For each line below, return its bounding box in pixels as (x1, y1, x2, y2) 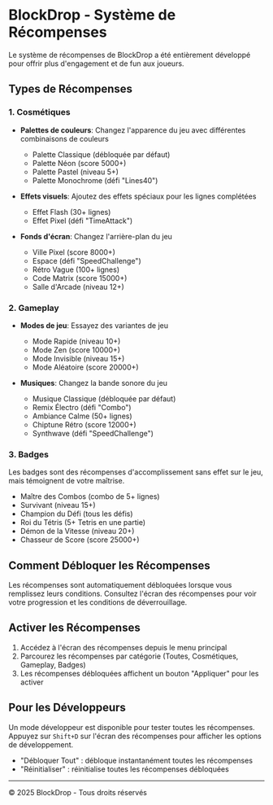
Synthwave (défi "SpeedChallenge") (32, 428, 154, 438)
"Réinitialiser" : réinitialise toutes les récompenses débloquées (19, 763, 229, 774)
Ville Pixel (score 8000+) (32, 247, 116, 257)
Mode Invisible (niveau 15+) (32, 353, 125, 363)
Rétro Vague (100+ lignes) (32, 265, 120, 274)
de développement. (8, 739, 74, 750)
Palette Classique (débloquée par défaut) (32, 149, 171, 160)
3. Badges (8, 448, 49, 460)
